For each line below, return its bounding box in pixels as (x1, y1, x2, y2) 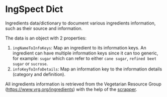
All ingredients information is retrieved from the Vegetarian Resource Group (5, 81, 162, 87)
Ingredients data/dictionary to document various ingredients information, (5, 20, 156, 26)
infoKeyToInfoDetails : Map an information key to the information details (12, 66, 162, 72)
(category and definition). (12, 71, 66, 77)
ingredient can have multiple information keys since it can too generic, (12, 50, 158, 56)
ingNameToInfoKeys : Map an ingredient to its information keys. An (12, 44, 147, 50)
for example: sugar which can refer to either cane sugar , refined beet (12, 55, 157, 61)
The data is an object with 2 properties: (5, 35, 87, 41)
